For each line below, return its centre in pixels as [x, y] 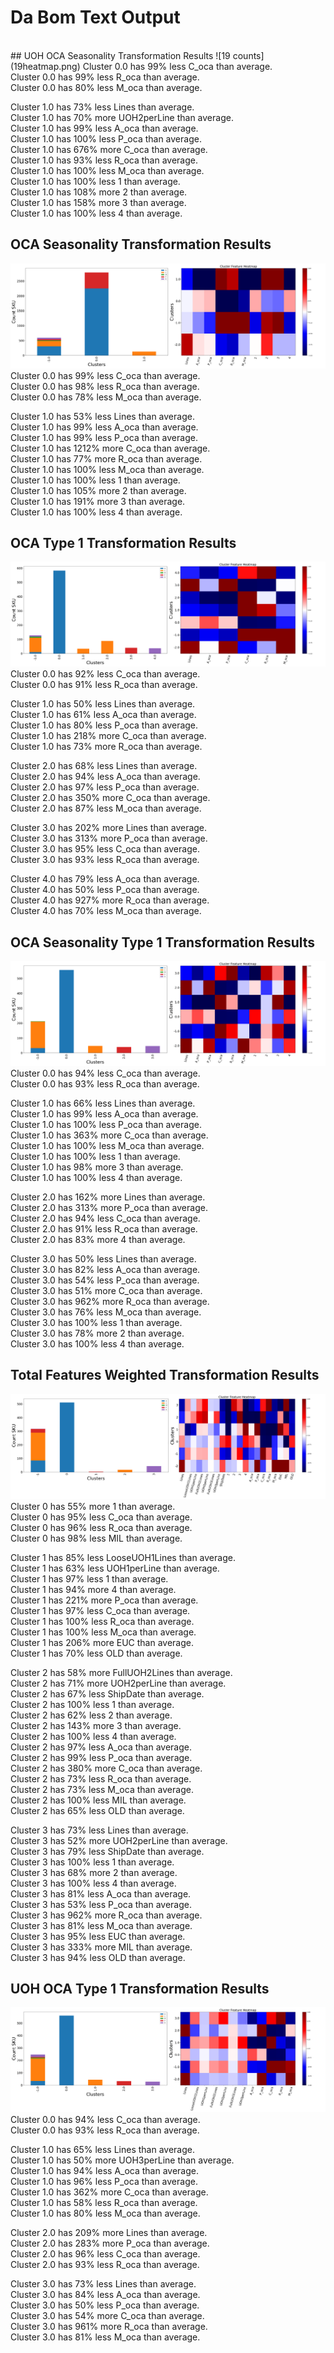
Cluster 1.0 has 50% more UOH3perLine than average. [122, 2160]
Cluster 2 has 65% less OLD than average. [97, 1810]
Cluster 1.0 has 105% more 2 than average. [98, 490]
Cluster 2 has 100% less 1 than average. [92, 1704]
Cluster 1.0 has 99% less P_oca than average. [104, 437]
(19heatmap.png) [45, 66]
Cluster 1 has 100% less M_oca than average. [103, 1632]
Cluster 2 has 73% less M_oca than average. [102, 1789]
